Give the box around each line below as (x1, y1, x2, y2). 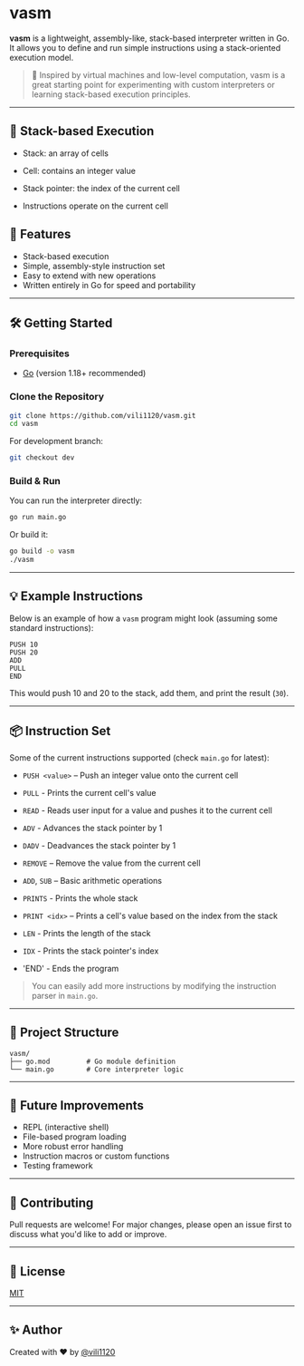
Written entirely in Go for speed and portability (22, 279, 196, 290)
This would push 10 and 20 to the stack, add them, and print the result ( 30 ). (9, 687, 290, 698)
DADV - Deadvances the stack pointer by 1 (22, 839, 176, 850)
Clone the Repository (9, 391, 105, 403)
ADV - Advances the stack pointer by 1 (22, 822, 163, 833)
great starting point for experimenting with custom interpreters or (31, 79, 276, 90)
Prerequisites (9, 347, 70, 360)
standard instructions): (9, 622, 94, 633)
